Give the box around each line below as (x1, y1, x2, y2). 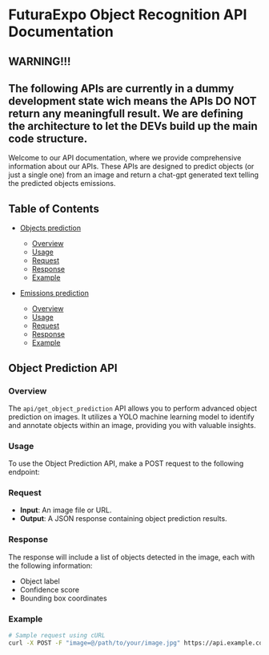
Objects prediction (19, 223, 82, 233)
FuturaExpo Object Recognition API (8, 6, 247, 24)
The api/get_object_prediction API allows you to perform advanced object (8, 403, 258, 413)
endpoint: (8, 467, 40, 477)
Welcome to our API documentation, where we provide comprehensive (8, 153, 242, 163)
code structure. (8, 131, 88, 145)
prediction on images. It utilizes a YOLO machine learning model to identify (8, 411, 255, 422)
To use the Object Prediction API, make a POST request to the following (8, 459, 244, 468)
